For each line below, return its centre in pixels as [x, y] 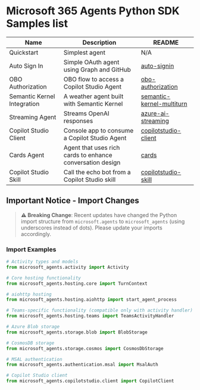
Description [99, 42]
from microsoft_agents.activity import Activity [68, 267]
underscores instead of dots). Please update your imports [91, 228]
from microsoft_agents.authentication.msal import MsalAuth [82, 365]
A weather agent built [93, 96]
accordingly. [36, 234]
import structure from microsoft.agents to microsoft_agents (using [103, 221]
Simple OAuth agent [91, 62]
